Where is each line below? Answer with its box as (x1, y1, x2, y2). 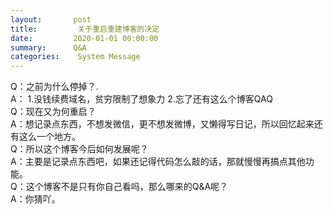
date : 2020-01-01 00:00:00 (10, 33, 159, 43)
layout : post (10, 14, 92, 25)
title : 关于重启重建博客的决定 (10, 24, 160, 34)
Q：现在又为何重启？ (10, 106, 97, 118)
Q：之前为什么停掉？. (10, 81, 99, 93)
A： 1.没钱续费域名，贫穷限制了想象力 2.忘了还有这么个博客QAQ (10, 93, 273, 105)
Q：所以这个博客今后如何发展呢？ (10, 143, 149, 155)
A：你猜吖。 (10, 193, 61, 205)
